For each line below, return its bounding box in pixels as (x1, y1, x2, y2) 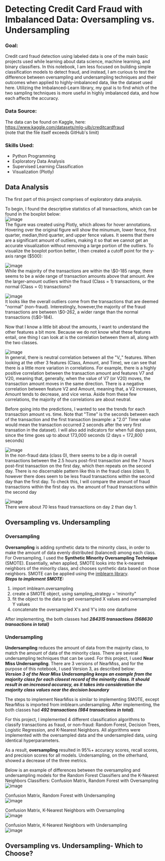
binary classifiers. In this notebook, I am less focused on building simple (5, 64, 151, 70)
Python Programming (12, 153, 56, 159)
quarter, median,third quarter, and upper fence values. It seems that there (5, 232, 154, 238)
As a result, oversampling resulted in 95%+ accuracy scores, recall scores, (5, 747, 159, 753)
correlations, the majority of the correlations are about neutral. (5, 396, 132, 402)
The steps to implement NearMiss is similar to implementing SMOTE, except (5, 696, 159, 702)
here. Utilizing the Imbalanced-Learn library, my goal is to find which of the (5, 85, 157, 91)
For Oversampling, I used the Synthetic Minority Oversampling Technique (5, 555, 158, 560)
